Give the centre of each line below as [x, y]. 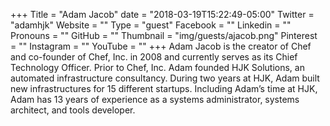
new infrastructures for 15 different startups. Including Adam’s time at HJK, [164, 88]
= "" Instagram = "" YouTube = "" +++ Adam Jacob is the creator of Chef [161, 46]
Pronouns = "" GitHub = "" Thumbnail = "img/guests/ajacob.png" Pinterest [164, 35]
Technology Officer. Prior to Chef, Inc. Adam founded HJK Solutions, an [157, 67]
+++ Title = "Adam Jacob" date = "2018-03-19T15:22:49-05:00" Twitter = [162, 14]
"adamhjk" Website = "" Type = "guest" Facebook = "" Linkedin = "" [151, 25]
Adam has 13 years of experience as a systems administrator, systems [155, 99]
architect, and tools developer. [73, 110]
